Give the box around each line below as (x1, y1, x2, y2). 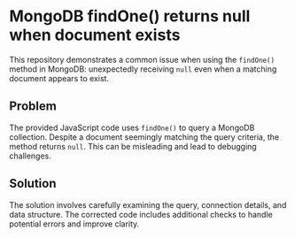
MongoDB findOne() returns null (9, 6, 251, 27)
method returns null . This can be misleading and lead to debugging (9, 141, 257, 151)
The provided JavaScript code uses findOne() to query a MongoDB (9, 122, 255, 133)
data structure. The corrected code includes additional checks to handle (9, 209, 273, 219)
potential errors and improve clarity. (9, 219, 140, 229)
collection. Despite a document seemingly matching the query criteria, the (9, 131, 280, 142)
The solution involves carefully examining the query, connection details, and (9, 199, 287, 210)
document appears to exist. (9, 73, 109, 83)
